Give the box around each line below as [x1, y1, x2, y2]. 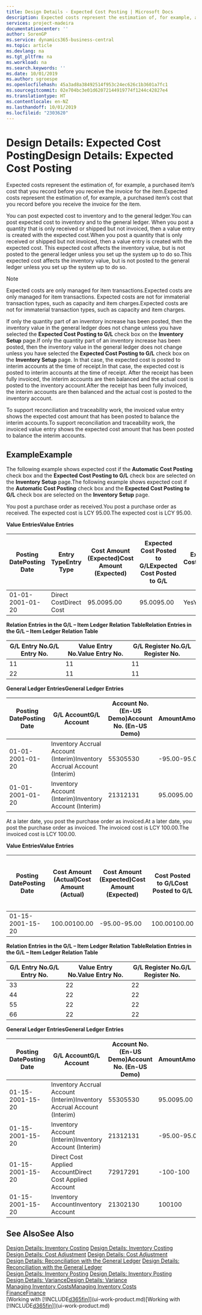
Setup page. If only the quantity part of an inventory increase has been [6, 337, 181, 344]
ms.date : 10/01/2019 [6, 71, 58, 77]
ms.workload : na [6, 59, 47, 65]
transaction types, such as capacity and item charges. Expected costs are [6, 300, 188, 307]
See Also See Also [6, 1228, 74, 1238]
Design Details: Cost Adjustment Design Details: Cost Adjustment [6, 1250, 168, 1258]
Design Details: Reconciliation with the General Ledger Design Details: [6, 1257, 180, 1264]
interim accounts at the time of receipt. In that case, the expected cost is [6, 363, 185, 370]
